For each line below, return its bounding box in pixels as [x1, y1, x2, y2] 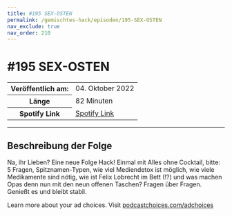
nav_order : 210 [7, 29, 51, 37]
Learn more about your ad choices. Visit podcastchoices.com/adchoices [7, 201, 214, 209]
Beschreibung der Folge [7, 139, 113, 152]
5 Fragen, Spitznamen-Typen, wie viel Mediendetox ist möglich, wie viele [7, 166, 215, 173]
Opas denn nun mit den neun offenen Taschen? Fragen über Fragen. [7, 180, 202, 188]
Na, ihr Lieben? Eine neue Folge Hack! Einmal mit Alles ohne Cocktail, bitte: [7, 158, 221, 166]
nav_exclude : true [7, 23, 60, 30]
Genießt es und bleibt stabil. [7, 188, 88, 195]
